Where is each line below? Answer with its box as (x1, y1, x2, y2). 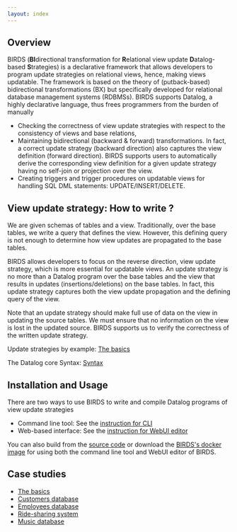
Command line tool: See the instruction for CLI (17, 419, 153, 428)
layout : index (7, 10, 50, 18)
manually (7, 108, 34, 117)
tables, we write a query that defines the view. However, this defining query (7, 229, 228, 237)
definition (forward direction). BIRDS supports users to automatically (17, 151, 217, 160)
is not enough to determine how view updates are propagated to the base (7, 236, 222, 245)
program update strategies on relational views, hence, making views (7, 70, 207, 79)
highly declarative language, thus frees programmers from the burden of (7, 100, 219, 109)
